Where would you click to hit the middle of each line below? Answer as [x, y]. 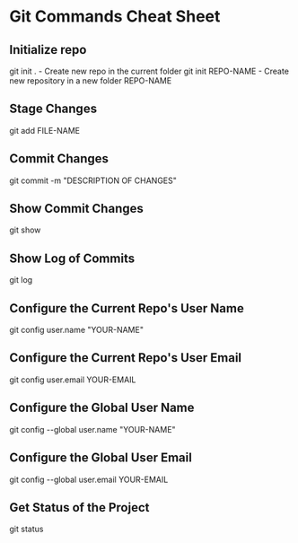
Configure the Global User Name [102, 408]
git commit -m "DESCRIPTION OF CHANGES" [93, 180]
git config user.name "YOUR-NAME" [76, 330]
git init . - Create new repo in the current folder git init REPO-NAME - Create [149, 71]
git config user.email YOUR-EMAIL [73, 380]
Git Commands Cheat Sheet [115, 17]
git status [26, 529]
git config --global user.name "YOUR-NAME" [93, 429]
